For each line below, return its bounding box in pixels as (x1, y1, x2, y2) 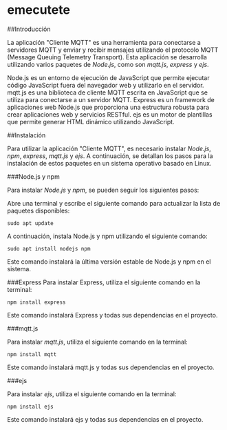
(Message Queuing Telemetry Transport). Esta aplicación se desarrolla (7, 52, 208, 61)
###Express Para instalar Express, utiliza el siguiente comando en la (7, 278, 201, 286)
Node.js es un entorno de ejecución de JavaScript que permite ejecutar (7, 73, 210, 81)
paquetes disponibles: (7, 206, 70, 215)
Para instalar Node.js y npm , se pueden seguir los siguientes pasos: (7, 186, 199, 194)
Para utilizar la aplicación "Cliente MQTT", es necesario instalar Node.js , (7, 144, 211, 153)
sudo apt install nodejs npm (7, 245, 91, 252)
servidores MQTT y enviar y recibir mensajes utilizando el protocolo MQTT (7, 46, 219, 54)
